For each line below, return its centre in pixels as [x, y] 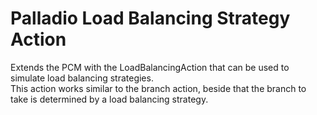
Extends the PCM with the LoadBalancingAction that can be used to [150, 67]
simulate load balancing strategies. [82, 78]
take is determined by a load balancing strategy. [109, 99]
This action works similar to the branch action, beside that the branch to [158, 88]
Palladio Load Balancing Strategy [150, 18]
